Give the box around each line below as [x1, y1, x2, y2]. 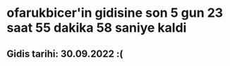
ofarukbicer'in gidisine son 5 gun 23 [6, 5, 224, 21]
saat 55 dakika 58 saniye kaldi [6, 20, 187, 36]
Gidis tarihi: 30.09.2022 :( [6, 48, 123, 60]
